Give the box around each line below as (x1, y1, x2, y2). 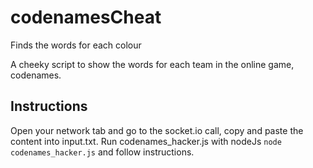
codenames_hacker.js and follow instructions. (10, 146, 195, 158)
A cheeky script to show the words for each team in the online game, (10, 58, 295, 70)
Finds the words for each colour (10, 39, 142, 51)
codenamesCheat (10, 6, 162, 29)
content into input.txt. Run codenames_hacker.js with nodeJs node (10, 135, 282, 147)
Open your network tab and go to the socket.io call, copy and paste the (10, 124, 304, 136)
